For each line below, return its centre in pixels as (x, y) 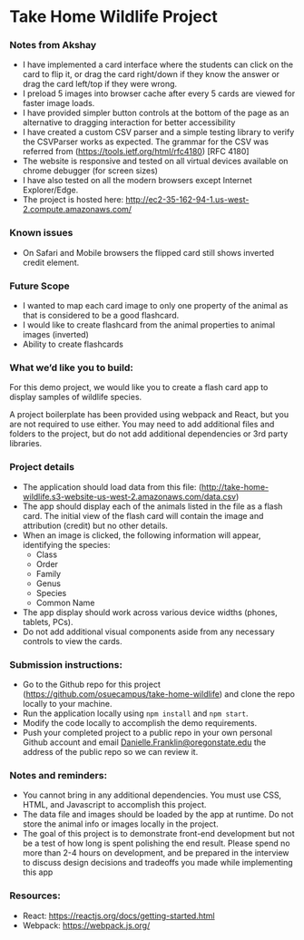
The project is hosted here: (73, 200)
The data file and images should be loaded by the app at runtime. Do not (158, 815)
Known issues (41, 233)
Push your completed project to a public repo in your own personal (147, 732)
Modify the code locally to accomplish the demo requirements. (139, 722)
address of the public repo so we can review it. (110, 751)
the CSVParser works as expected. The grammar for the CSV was (146, 142)
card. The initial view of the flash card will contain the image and (143, 515)
